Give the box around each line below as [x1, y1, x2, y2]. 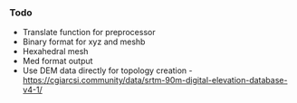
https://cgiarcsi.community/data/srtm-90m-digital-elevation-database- [22, 75, 288, 86]
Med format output [22, 56, 93, 67]
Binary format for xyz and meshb [22, 36, 146, 47]
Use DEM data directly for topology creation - [22, 65, 193, 76]
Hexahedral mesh [22, 46, 89, 57]
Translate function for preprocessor [22, 27, 156, 38]
